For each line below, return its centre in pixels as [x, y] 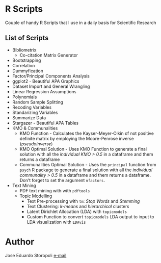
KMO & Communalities [35, 128]
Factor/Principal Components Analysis [51, 76]
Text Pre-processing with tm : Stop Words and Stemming [83, 201]
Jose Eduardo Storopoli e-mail [36, 255]
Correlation [24, 65]
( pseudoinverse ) [36, 144]
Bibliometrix [24, 50]
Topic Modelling [36, 196]
